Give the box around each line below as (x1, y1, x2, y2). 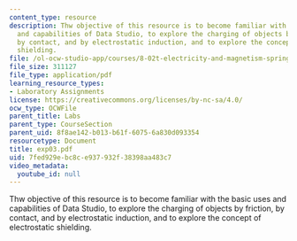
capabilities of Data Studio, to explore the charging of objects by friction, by (9, 203, 286, 214)
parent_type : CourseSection (9, 120, 113, 129)
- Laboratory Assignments (9, 87, 104, 96)
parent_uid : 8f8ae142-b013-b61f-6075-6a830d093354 (9, 128, 200, 137)
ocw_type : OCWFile (9, 104, 77, 113)
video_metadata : (9, 161, 69, 170)
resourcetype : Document (9, 136, 97, 145)
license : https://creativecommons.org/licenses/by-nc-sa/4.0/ (9, 95, 243, 105)
